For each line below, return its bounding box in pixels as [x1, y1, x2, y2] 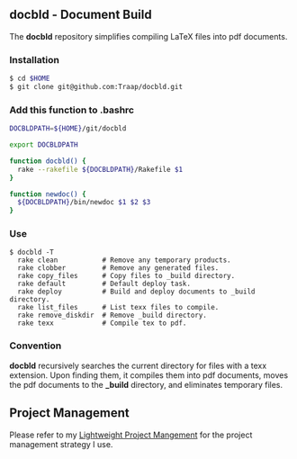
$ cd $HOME [9, 74, 50, 84]
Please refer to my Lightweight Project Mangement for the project [9, 429, 253, 440]
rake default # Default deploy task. [17, 279, 192, 289]
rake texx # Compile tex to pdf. [17, 319, 187, 328]
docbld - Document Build [9, 7, 152, 22]
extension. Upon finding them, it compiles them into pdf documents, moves [9, 369, 289, 381]
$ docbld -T [9, 247, 54, 257]
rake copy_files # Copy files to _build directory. [17, 272, 236, 281]
